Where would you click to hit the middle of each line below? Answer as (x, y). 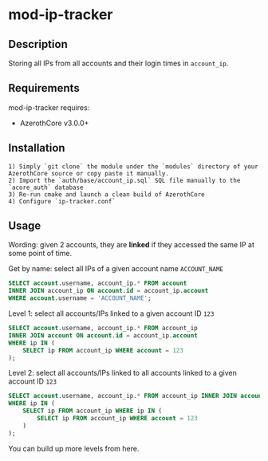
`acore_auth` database (46, 187)
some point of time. (40, 254)
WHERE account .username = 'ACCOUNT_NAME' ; (80, 298)
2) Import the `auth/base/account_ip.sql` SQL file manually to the (124, 180)
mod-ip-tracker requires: (49, 107)
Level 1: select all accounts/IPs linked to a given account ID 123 (111, 313)
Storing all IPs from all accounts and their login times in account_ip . (118, 63)
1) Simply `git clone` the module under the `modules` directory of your (134, 166)
